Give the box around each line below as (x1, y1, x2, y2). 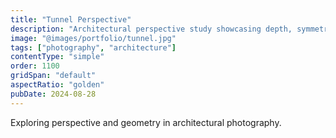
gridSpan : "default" (10, 71, 97, 81)
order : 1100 (10, 61, 60, 71)
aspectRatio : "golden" (10, 80, 105, 90)
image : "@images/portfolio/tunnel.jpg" (10, 33, 177, 43)
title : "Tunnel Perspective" (10, 14, 132, 25)
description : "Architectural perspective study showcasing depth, (10, 24, 293, 34)
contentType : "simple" (10, 52, 105, 62)
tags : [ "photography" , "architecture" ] (10, 42, 177, 53)
